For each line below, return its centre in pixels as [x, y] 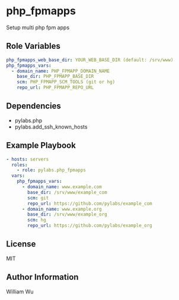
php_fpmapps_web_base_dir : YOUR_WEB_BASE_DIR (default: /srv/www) [90, 60]
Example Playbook [41, 146]
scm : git [38, 198]
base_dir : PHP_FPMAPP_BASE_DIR [55, 76]
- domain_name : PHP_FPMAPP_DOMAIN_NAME [61, 71]
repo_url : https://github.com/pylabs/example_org [90, 226]
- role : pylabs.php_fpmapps [51, 170]
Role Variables [33, 46]
